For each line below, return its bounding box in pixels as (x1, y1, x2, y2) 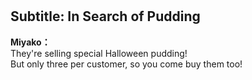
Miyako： (10, 36, 51, 48)
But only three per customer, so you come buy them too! (10, 58, 243, 70)
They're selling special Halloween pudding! (10, 47, 188, 59)
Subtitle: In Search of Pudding (10, 8, 201, 25)
